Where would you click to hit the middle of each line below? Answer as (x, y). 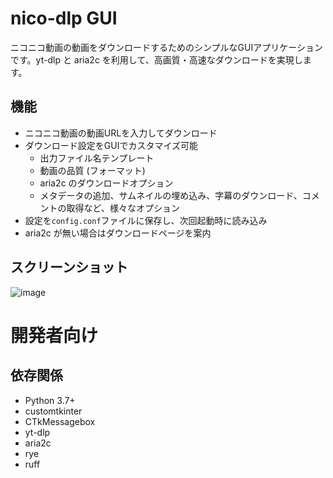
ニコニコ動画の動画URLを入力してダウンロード (121, 133)
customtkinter (53, 411)
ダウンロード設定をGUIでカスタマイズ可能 (111, 145)
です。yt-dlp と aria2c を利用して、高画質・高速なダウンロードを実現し (156, 59)
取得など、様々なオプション (123, 208)
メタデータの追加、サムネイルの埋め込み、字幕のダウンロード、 (171, 195)
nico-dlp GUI (64, 18)
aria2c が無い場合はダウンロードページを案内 (118, 233)
